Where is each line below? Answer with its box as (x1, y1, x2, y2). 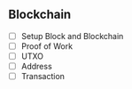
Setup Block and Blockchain (20, 30, 124, 41)
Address (20, 61, 52, 71)
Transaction (20, 71, 66, 82)
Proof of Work (20, 40, 73, 52)
